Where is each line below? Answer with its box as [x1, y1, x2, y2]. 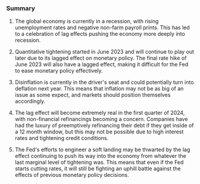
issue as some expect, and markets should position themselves [14, 91, 171, 99]
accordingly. [14, 98, 46, 105]
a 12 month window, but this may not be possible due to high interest [14, 128, 184, 135]
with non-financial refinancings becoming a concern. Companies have [14, 116, 188, 123]
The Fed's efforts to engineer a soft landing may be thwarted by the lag [14, 146, 190, 153]
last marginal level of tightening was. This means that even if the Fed [14, 159, 184, 166]
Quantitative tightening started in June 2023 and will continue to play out [14, 48, 195, 55]
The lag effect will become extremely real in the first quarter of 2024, [14, 109, 185, 117]
